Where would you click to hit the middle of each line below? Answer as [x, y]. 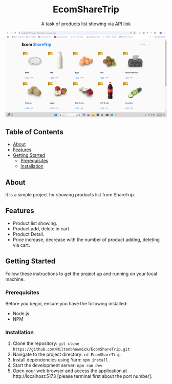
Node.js [21, 313]
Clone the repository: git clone [46, 343]
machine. [15, 279]
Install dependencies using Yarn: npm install [60, 360]
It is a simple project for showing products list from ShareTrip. [70, 195]
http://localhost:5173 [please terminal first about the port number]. [82, 376]
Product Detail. [28, 234]
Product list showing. [35, 223]
